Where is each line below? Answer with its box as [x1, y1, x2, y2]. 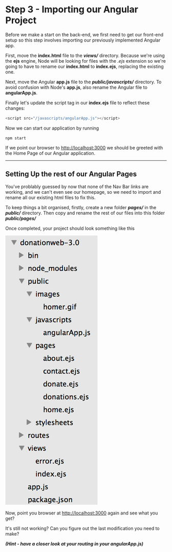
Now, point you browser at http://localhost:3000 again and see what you [5, 510, 158, 516]
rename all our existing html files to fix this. [5, 194, 96, 200]
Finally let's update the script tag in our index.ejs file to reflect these [5, 99, 150, 106]
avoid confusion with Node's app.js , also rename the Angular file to [5, 84, 147, 90]
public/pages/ [5, 215, 36, 222]
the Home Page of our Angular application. [5, 150, 96, 156]
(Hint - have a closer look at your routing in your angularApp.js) [5, 541, 144, 547]
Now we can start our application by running [5, 125, 99, 131]
